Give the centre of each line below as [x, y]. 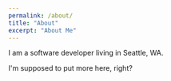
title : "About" [34, 23]
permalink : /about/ [41, 15]
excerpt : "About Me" [43, 30]
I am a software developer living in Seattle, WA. [86, 53]
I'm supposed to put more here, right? [71, 68]
